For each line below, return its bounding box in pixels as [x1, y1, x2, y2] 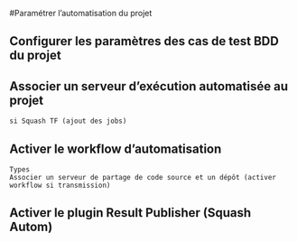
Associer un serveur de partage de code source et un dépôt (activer [9, 173, 277, 182]
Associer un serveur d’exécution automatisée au [9, 79, 289, 94]
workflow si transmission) [9, 181, 111, 191]
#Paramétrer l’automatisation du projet [9, 8, 153, 18]
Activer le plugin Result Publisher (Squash [9, 205, 252, 220]
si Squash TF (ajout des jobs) [9, 116, 127, 126]
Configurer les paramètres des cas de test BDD [9, 33, 280, 49]
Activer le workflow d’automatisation [9, 141, 222, 156]
